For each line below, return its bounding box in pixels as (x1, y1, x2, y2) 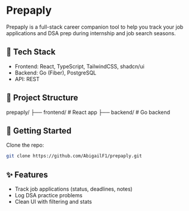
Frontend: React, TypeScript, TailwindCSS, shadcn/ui (14, 63, 144, 70)
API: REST (14, 75, 40, 82)
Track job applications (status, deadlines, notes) (14, 185, 133, 193)
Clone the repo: (6, 141, 45, 149)
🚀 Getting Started (6, 126, 72, 136)
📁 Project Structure (6, 93, 78, 103)
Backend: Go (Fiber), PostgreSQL (14, 69, 97, 76)
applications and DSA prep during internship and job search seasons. (6, 29, 177, 36)
